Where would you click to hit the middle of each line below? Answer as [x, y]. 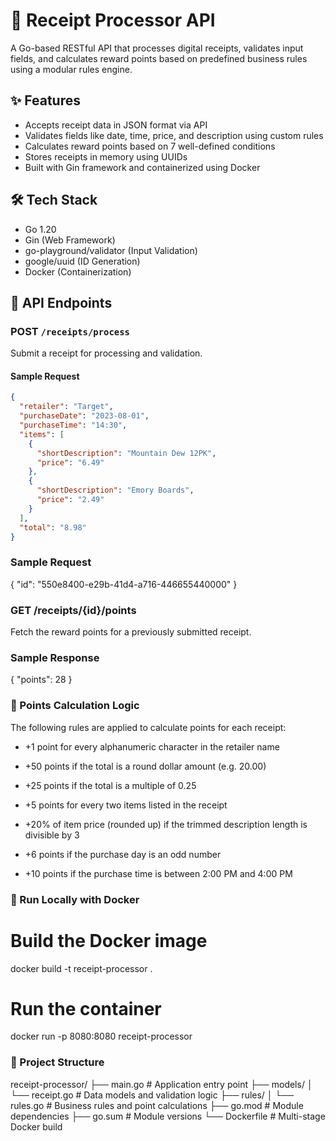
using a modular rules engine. [71, 69]
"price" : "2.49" [70, 500]
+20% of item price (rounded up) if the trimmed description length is [166, 824]
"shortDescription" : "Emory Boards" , [115, 490]
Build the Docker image [109, 940]
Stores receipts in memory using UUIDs [106, 156]
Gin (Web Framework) [70, 240]
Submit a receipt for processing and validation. [106, 353]
